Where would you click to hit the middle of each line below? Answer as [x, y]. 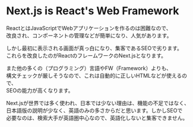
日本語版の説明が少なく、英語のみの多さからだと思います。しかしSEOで [94, 110]
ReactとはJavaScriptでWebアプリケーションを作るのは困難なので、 [89, 28]
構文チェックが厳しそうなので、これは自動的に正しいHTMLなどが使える [94, 75]
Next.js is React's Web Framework [93, 11]
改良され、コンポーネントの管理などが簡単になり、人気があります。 [89, 35]
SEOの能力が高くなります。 [40, 90]
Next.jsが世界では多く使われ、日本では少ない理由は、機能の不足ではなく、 [98, 103]
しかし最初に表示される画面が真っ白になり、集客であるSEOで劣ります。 [94, 48]
